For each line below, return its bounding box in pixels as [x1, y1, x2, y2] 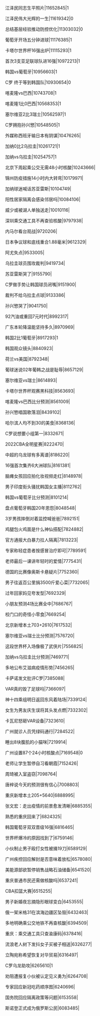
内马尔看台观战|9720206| [5, 228, 58, 234]
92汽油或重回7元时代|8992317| [5, 313, 69, 319]
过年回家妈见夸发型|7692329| [5, 590, 66, 596]
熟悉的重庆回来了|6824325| [5, 814, 62, 819]
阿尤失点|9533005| [5, 250, 45, 255]
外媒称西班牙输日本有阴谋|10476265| [5, 133, 81, 138]
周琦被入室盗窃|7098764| [5, 771, 57, 777]
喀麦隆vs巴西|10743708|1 [5, 90, 57, 96]
